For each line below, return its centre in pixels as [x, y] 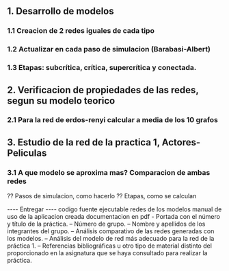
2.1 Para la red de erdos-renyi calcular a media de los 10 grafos [113, 120]
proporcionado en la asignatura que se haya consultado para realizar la [107, 253]
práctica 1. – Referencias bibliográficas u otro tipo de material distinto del [109, 246]
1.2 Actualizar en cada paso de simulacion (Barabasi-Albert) [109, 49]
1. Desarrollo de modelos [60, 11]
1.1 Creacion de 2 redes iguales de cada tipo [81, 31]
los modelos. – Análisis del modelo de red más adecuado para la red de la [111, 239]
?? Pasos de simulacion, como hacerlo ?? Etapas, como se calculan [102, 196]
